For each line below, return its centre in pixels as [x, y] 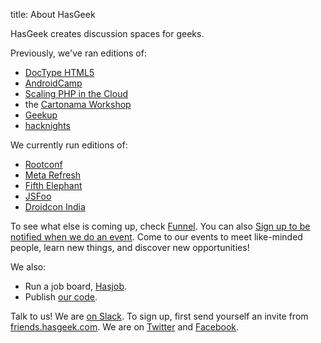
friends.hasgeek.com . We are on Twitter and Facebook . [125, 327]
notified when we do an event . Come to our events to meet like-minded [156, 237]
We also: [28, 267]
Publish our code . [61, 297]
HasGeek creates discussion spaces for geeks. [107, 33]
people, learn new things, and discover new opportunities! [130, 247]
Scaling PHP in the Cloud [76, 93]
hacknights [47, 125]
